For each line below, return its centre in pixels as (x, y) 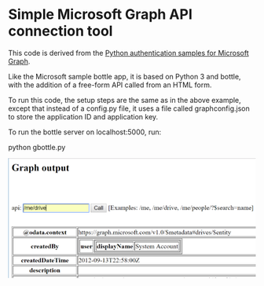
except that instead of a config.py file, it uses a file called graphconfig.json (129, 108)
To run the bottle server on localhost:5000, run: (85, 132)
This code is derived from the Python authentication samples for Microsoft (128, 53)
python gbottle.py (37, 147)
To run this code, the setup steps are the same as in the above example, (125, 100)
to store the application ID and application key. (83, 116)
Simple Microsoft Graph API (100, 15)
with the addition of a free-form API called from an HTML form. (110, 85)
